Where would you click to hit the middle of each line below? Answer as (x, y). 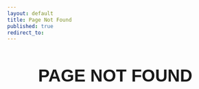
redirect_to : (26, 33)
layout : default (30, 13)
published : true (30, 26)
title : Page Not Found (39, 20)
